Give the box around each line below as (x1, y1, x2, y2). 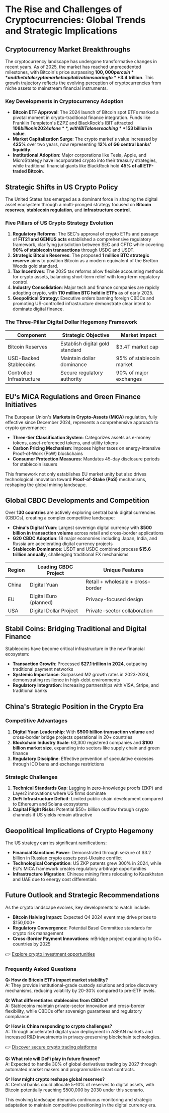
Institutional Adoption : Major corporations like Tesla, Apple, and (12, 152, 147, 158)
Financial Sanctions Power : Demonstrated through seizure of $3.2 (12, 849, 151, 855)
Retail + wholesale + (85, 578, 133, 585)
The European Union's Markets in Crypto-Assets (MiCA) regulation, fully (5, 414, 157, 420)
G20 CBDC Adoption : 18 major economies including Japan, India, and (12, 536, 157, 542)
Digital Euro (30, 593, 57, 600)
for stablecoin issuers (12, 461, 58, 467)
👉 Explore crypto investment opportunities (5, 951, 96, 957)
